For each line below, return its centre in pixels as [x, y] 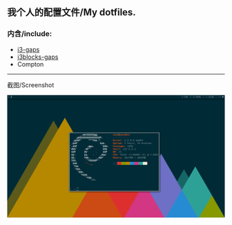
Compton [30, 64]
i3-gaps [28, 49]
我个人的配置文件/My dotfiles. [71, 12]
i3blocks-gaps [38, 57]
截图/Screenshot [31, 84]
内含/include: [30, 34]
